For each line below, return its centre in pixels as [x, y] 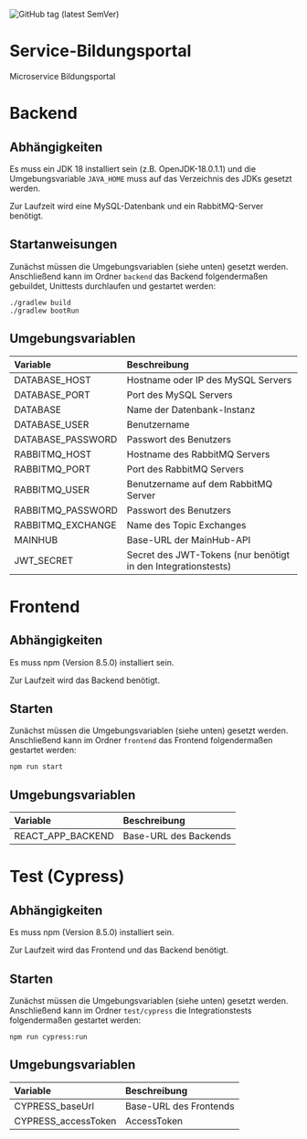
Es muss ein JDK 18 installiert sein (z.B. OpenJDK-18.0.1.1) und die [133, 168]
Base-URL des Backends [177, 836]
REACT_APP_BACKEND [64, 836]
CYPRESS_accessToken [65, 1121]
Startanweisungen [64, 245]
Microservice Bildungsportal [63, 76]
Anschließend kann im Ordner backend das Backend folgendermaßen [138, 276]
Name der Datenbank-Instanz [191, 410]
